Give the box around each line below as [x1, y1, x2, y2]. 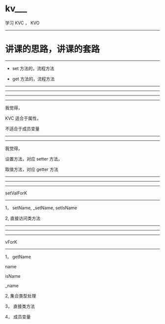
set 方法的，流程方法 [12, 65, 55, 71]
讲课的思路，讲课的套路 [5, 44, 100, 55]
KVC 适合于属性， [5, 115, 41, 121]
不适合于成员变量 [5, 126, 40, 131]
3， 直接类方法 [5, 303, 35, 309]
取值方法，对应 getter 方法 [5, 166, 59, 172]
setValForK [5, 190, 27, 196]
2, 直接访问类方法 [5, 215, 41, 221]
